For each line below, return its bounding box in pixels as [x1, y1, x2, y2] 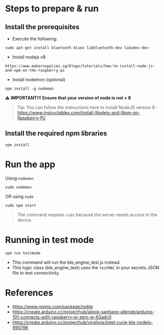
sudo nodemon [5, 185, 32, 190]
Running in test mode [5, 234, 94, 245]
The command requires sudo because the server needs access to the [17, 211, 158, 218]
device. [17, 217, 33, 223]
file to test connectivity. [12, 270, 60, 276]
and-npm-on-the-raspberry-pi [5, 68, 65, 73]
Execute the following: [12, 36, 58, 42]
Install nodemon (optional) [12, 77, 66, 82]
